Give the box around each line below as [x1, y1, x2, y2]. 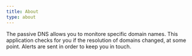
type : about [6, 14, 36, 20]
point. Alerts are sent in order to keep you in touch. [6, 42, 132, 50]
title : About [6, 8, 39, 15]
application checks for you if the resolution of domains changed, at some [6, 37, 187, 44]
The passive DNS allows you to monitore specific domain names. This [6, 30, 178, 37]
